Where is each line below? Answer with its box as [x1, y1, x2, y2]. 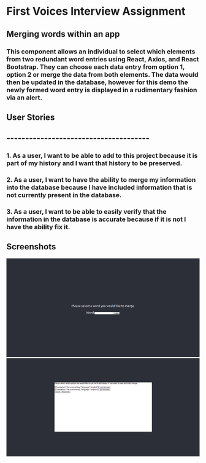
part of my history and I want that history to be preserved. [6, 159, 183, 168]
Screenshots [6, 241, 56, 252]
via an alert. [6, 93, 43, 102]
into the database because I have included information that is [6, 183, 193, 192]
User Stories [6, 112, 55, 122]
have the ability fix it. [6, 223, 71, 231]
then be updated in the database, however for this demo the [6, 78, 188, 87]
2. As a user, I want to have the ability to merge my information [6, 176, 196, 184]
